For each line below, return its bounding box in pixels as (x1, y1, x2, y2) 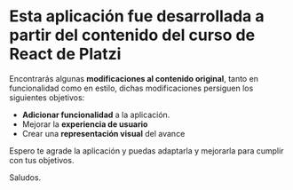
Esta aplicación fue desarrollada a (9, 6, 265, 27)
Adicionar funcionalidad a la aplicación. (21, 109, 170, 120)
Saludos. (9, 171, 42, 183)
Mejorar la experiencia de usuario (21, 118, 148, 130)
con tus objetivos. (9, 154, 75, 165)
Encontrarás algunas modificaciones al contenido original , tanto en (9, 73, 259, 83)
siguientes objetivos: (9, 91, 85, 103)
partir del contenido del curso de (9, 25, 256, 45)
